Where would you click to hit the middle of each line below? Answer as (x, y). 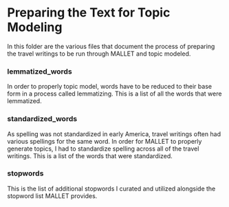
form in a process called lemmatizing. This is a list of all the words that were (115, 94)
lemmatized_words (40, 72)
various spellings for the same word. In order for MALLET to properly (105, 141)
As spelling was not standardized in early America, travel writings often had (114, 134)
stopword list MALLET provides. (52, 196)
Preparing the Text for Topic (89, 13)
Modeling (35, 27)
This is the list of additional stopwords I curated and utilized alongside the (111, 188)
